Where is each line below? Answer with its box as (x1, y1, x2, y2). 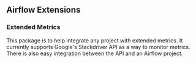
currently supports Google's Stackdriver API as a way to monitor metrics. (6, 43, 191, 50)
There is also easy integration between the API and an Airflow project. (6, 50, 183, 57)
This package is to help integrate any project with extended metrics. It (6, 36, 183, 44)
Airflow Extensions (6, 5, 81, 15)
